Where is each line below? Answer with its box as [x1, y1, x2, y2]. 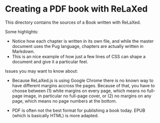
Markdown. [12, 48, 35, 54]
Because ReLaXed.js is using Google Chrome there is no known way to [12, 77, 154, 83]
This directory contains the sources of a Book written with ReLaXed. [5, 19, 141, 25]
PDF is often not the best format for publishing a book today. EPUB [12, 108, 145, 113]
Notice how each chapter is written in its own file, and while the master [12, 38, 154, 44]
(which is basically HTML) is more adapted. [12, 112, 99, 118]
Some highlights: [5, 29, 39, 34]
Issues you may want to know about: [5, 68, 79, 74]
